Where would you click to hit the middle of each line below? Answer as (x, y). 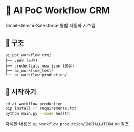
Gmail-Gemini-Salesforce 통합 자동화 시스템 (50, 25)
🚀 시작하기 (21, 92)
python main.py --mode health (38, 114)
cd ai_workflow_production (34, 104)
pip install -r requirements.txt (41, 109)
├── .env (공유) (21, 60)
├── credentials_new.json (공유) (40, 66)
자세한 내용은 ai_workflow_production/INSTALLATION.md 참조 (67, 124)
